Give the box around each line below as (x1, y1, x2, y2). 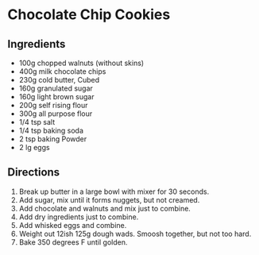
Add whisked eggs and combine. (18, 220, 127, 230)
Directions (7, 165, 60, 180)
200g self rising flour (18, 101, 88, 110)
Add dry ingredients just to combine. (18, 212, 139, 222)
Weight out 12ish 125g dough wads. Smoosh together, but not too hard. (18, 229, 252, 238)
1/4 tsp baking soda (18, 126, 84, 135)
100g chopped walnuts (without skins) (18, 58, 145, 68)
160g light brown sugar (18, 92, 95, 101)
